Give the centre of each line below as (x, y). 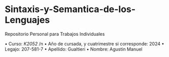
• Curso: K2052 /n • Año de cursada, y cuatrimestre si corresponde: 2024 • (84, 43)
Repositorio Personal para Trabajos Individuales (55, 34)
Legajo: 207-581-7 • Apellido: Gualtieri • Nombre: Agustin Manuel (74, 49)
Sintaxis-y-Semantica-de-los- (70, 9)
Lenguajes (27, 20)
